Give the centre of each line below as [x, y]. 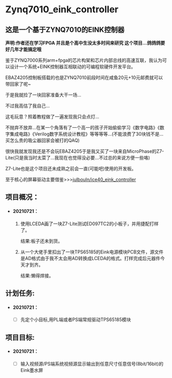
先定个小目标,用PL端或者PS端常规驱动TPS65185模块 [76, 320]
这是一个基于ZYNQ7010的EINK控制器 [65, 29]
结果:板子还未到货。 [41, 241]
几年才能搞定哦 [25, 49]
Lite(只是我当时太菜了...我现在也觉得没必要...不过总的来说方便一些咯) [78, 158]
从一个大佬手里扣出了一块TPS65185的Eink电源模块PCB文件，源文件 [92, 252]
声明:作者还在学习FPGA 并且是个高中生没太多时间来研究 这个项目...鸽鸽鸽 [83, 43]
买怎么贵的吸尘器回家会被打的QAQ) [43, 140]
